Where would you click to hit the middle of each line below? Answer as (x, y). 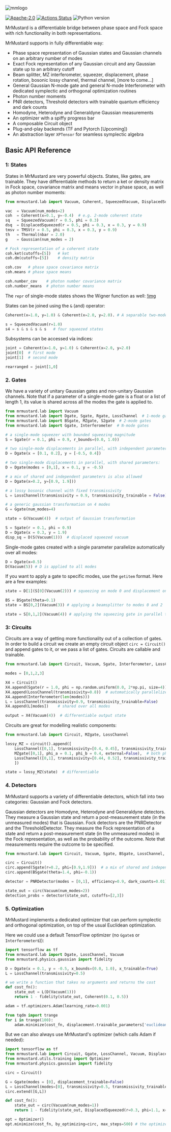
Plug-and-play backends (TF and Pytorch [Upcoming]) (70, 129)
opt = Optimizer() (25, 1119)
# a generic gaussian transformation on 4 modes (58, 505)
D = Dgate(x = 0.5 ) (24, 562)
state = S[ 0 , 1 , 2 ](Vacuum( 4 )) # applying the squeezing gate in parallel (84, 615)
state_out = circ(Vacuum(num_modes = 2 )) (48, 891)
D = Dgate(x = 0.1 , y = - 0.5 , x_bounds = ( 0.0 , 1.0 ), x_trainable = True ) (82, 969)
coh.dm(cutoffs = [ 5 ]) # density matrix (50, 258)
